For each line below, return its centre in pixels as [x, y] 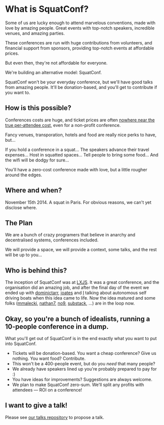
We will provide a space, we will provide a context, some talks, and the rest [81, 250]
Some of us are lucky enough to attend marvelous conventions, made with [80, 23]
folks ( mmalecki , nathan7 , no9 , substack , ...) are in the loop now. [70, 303]
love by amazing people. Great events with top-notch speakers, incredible [80, 28]
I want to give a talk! [36, 406]
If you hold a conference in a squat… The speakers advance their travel [77, 150]
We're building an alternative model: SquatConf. [54, 72]
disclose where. [21, 207]
